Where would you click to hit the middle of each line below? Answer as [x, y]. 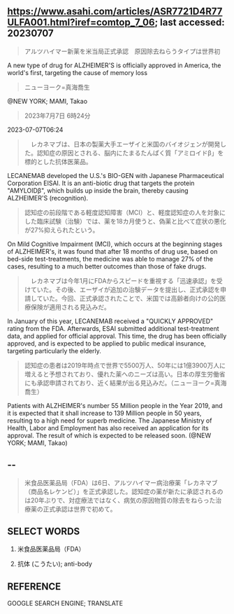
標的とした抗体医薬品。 [58, 161]
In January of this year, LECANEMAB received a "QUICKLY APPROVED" [110, 321]
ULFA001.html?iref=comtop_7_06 [81, 23]
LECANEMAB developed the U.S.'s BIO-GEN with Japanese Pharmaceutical [116, 175]
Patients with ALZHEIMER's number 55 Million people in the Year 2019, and [115, 405]
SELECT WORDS [44, 532]
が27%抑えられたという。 [61, 230]
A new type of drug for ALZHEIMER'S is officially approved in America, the [114, 65]
